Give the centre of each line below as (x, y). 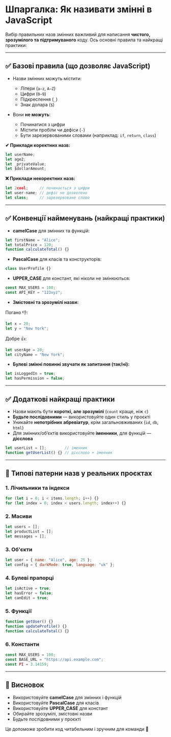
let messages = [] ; (26, 537)
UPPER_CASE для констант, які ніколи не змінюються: (72, 278)
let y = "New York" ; (27, 328)
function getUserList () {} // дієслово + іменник (59, 453)
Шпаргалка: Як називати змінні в (79, 9)
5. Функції (19, 611)
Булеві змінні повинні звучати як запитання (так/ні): (71, 364)
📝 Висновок (25, 685)
